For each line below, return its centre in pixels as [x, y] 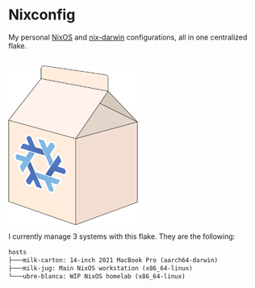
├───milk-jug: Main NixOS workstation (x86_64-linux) [101, 269]
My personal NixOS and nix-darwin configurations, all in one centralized [128, 37]
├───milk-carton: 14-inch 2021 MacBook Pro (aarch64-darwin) [113, 261]
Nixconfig [42, 15]
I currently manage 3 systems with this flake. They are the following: [122, 236]
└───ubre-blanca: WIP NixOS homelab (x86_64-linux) [97, 277]
